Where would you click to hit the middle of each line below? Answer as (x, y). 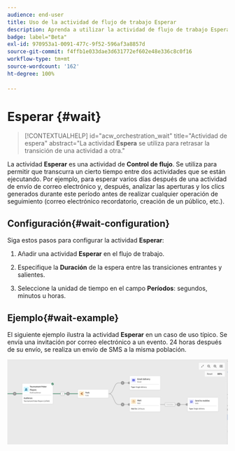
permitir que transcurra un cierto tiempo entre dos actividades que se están (116, 172)
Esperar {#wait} (54, 116)
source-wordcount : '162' (43, 66)
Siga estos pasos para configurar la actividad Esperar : (86, 241)
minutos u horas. (42, 296)
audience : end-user (36, 15)
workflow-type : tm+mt (39, 59)
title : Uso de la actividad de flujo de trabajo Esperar (92, 22)
